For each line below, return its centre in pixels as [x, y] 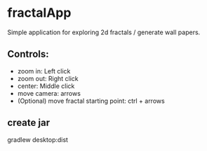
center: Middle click [46, 86]
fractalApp [39, 13]
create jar [29, 123]
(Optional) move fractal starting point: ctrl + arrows [91, 101]
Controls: [28, 54]
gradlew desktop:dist [38, 139]
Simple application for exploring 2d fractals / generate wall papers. [104, 32]
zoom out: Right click [48, 78]
